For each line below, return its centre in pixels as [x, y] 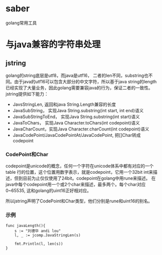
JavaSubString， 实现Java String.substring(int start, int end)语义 [78, 110]
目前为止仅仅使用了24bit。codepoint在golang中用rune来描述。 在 [89, 178]
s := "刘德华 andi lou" [38, 231]
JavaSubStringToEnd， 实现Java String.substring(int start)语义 [76, 117]
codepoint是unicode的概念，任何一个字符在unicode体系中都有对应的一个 [80, 166]
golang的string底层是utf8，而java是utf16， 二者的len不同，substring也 [77, 75]
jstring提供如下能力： [27, 94]
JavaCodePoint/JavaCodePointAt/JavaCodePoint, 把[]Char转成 [77, 135]
